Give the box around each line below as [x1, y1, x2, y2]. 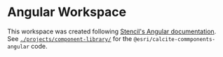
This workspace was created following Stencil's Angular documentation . [7, 27, 217, 35]
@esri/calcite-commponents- [133, 35, 216, 42]
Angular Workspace [7, 4, 127, 20]
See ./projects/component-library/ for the [7, 34, 133, 42]
